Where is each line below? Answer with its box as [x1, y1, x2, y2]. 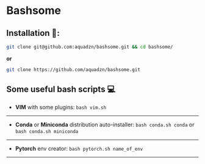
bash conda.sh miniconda [15, 128, 79, 134]
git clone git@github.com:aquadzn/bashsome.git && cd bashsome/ [6, 44, 173, 50]
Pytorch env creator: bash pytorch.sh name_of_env [15, 145, 143, 152]
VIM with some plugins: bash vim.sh [15, 103, 107, 111]
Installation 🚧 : [6, 28, 60, 38]
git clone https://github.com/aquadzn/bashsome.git [6, 66, 140, 73]
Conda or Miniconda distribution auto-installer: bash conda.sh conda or [15, 121, 195, 128]
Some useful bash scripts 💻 [6, 84, 116, 95]
